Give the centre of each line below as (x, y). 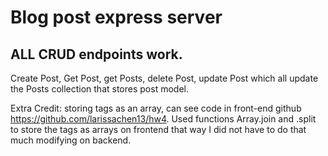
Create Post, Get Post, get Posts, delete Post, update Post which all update (164, 78)
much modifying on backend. (71, 140)
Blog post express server (116, 17)
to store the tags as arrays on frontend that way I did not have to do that (158, 129)
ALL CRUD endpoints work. (96, 54)
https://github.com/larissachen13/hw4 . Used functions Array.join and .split (163, 119)
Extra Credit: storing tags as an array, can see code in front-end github (156, 108)
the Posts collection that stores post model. (99, 89)
